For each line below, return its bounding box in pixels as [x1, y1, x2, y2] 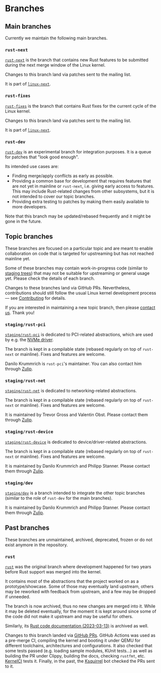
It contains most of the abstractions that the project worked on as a [5, 578, 139, 584]
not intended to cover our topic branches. [12, 193, 95, 199]
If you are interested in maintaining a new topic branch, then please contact [5, 304, 156, 310]
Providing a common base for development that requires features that [12, 178, 151, 184]
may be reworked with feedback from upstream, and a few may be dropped [5, 589, 156, 594]
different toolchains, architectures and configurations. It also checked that [5, 643, 152, 648]
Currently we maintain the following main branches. [5, 35, 108, 41]
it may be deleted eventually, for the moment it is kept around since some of [5, 608, 157, 614]
